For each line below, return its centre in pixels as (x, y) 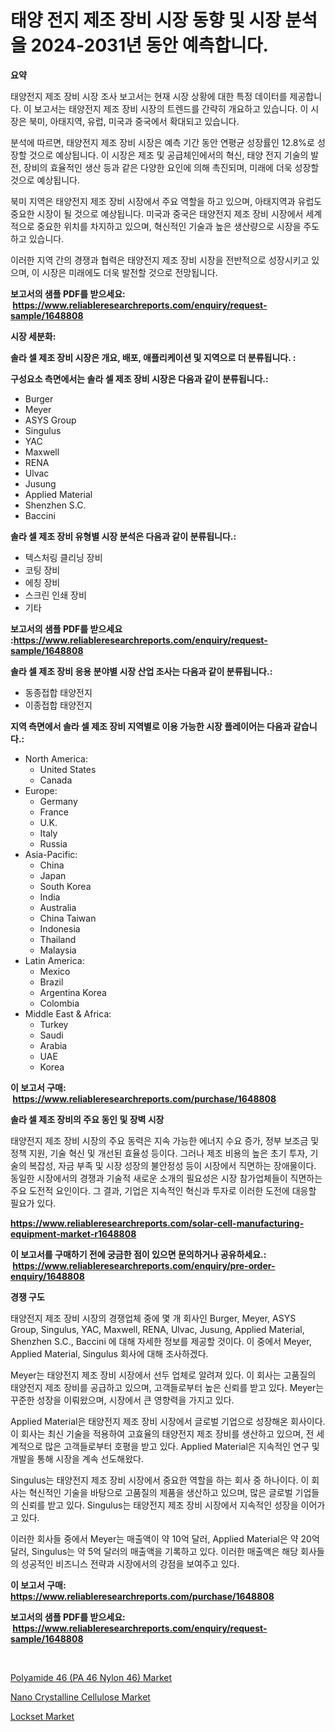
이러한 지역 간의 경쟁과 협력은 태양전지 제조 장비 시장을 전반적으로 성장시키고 (160, 260)
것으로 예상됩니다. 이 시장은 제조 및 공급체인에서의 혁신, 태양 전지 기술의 (168, 155)
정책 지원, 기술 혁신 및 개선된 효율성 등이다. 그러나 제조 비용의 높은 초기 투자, (159, 1153)
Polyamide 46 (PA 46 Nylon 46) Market (91, 1677)
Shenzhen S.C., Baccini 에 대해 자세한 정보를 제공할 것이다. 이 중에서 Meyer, (161, 1341)
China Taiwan (68, 918)
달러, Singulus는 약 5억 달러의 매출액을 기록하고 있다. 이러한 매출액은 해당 (154, 1551)
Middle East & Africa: (68, 1013)
